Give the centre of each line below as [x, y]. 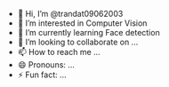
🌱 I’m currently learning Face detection [89, 32]
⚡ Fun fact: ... [42, 75]
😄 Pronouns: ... [46, 65]
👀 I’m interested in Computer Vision [82, 23]
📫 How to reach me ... [59, 52]
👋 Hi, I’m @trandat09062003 [70, 14]
